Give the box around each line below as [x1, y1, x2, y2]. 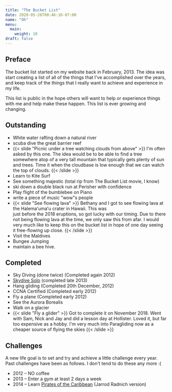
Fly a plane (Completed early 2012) [12, 293, 87, 300]
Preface [5, 55, 31, 64]
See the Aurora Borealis [12, 299, 63, 305]
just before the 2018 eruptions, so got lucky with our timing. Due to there [12, 211, 166, 217]
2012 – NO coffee [12, 370, 50, 377]
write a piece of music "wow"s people [12, 194, 93, 201]
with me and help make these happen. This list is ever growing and [5, 101, 146, 107]
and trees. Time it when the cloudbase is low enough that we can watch [12, 162, 165, 168]
